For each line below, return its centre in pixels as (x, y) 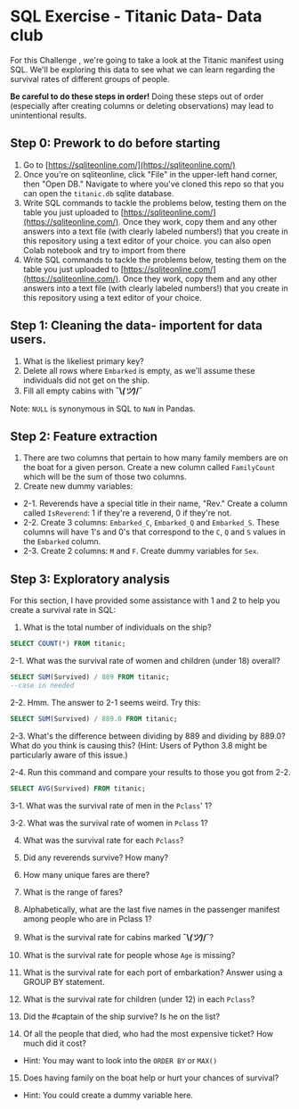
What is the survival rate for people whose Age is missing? (129, 955)
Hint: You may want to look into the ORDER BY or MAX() (120, 1060)
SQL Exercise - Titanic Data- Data (136, 17)
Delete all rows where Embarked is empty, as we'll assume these (139, 370)
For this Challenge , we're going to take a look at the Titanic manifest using (147, 60)
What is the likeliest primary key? (84, 361)
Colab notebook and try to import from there (104, 250)
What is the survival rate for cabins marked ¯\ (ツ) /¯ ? (118, 937)
